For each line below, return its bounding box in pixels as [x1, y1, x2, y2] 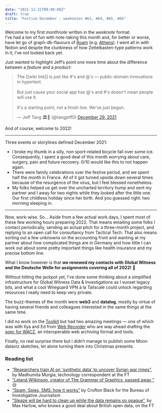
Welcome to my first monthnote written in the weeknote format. [5, 30, 131, 35]
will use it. [16, 94, 37, 100]
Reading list [5, 355, 34, 362]
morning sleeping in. [12, 200, 53, 206]
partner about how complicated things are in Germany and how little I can [5, 240, 151, 246]
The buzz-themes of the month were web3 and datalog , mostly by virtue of [5, 299, 156, 305]
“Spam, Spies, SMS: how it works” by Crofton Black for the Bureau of [12, 387, 149, 393]
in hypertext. [16, 79, 42, 85]
